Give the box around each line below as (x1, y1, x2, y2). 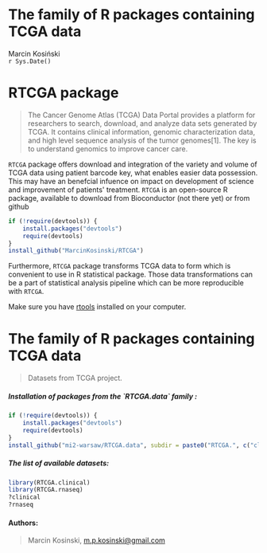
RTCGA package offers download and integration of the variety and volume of (8, 159, 258, 169)
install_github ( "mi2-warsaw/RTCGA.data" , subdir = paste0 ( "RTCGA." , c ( (8, 441, 250, 449)
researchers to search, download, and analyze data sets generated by (27, 118, 257, 128)
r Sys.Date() (8, 57, 52, 65)
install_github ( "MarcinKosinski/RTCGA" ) (8, 247, 145, 255)
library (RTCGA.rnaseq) (8, 486, 83, 494)
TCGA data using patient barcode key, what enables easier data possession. (8, 167, 258, 177)
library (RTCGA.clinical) (8, 478, 91, 487)
